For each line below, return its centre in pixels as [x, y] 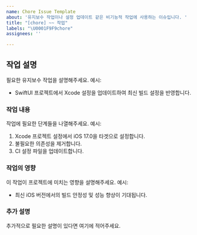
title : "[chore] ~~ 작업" [37, 23]
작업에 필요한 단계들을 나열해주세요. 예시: [54, 124]
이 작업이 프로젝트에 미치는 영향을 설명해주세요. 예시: [67, 182]
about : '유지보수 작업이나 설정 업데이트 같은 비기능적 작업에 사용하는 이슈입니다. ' [97, 17]
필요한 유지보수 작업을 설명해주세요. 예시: [54, 80]
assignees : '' [24, 34]
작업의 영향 [21, 168]
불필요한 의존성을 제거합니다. [48, 144]
